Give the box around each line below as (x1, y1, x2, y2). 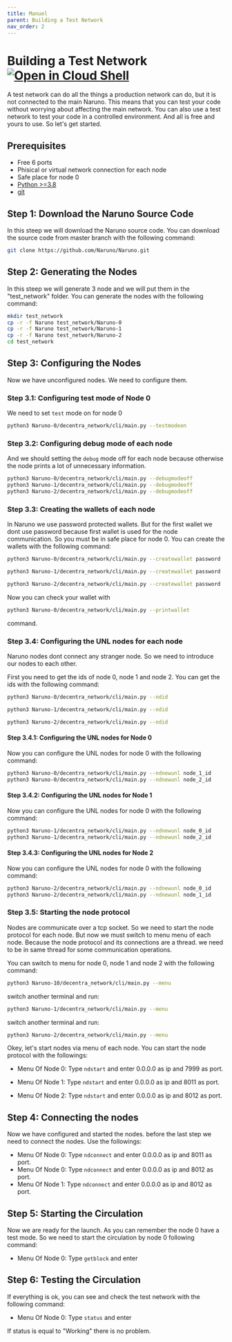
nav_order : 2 (7, 23, 45, 30)
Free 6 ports (17, 159, 52, 167)
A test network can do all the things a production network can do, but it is (7, 91, 216, 99)
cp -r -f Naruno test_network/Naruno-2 (7, 332, 122, 339)
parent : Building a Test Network (7, 17, 104, 24)
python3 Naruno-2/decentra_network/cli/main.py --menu (7, 1031, 168, 1039)
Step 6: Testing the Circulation (7, 1274, 142, 1286)
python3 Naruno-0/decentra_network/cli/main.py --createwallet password (7, 555, 221, 563)
